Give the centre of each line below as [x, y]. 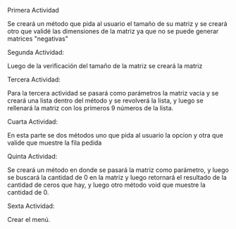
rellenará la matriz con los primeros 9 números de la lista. [91, 108]
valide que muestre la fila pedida [55, 143]
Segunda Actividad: [36, 52]
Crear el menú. [29, 220]
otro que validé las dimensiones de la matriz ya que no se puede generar [113, 31]
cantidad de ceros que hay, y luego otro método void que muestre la [106, 185]
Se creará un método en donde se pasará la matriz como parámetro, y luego [118, 170]
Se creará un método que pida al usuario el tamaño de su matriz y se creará [117, 24]
